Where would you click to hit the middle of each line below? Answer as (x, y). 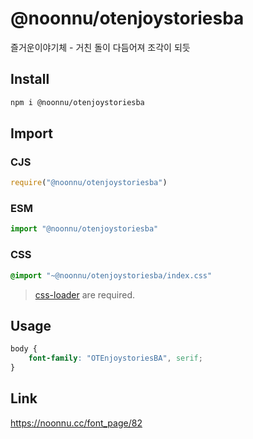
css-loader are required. (84, 294)
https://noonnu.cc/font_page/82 (76, 423)
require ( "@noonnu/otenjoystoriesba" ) (89, 183)
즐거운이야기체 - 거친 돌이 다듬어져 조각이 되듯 (100, 47)
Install (30, 79)
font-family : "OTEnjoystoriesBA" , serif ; (115, 358)
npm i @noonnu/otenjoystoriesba (77, 102)
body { (24, 349)
